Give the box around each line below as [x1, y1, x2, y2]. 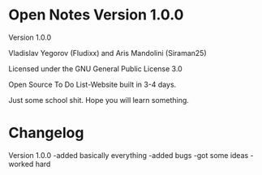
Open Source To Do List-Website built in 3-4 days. [8, 79, 177, 89]
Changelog [8, 124, 84, 143]
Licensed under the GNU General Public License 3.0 [8, 63, 183, 74]
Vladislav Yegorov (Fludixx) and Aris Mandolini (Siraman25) [8, 48, 207, 58]
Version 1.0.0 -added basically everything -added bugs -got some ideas [8, 150, 249, 160]
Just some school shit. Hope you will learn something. [8, 95, 189, 105]
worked [8, 159, 34, 169]
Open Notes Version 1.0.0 [8, 6, 184, 24]
